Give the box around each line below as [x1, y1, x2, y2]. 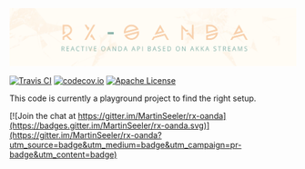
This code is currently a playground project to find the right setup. [9, 93, 257, 104]
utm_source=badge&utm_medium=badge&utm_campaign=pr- [9, 139, 242, 150]
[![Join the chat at [9, 110, 76, 121]
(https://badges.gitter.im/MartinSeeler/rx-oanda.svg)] [9, 120, 210, 131]
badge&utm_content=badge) [9, 149, 117, 160]
